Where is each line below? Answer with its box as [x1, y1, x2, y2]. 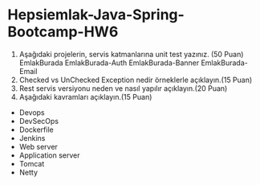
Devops [18, 107, 45, 117]
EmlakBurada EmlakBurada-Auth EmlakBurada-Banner [18, 58, 200, 68]
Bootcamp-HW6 [7, 23, 119, 41]
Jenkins [18, 133, 46, 142]
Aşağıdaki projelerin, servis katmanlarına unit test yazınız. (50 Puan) [18, 49, 244, 59]
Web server [18, 142, 58, 151]
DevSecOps [18, 116, 59, 125]
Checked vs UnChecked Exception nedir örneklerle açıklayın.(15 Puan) [18, 75, 253, 84]
